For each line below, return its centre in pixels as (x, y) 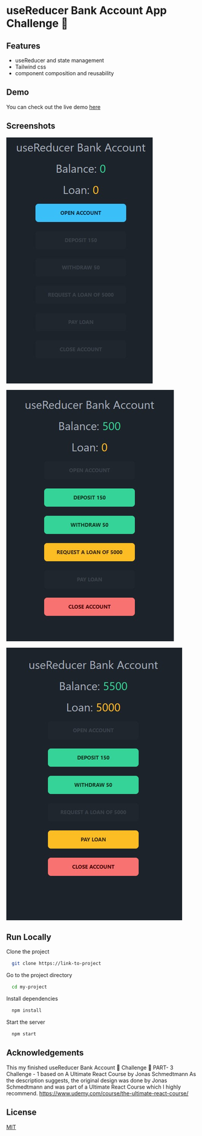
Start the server (26, 1022)
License (21, 1113)
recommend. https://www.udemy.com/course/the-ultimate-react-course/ (97, 1093)
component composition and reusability (64, 73)
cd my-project (29, 987)
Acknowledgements (45, 1053)
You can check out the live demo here (54, 107)
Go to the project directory (39, 975)
